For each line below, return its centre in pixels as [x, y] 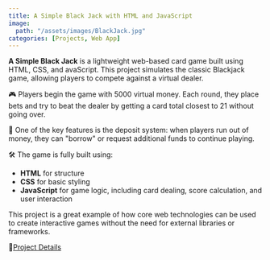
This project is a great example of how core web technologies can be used [132, 215]
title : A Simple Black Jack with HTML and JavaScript [101, 16]
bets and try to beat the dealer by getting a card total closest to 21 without [131, 106]
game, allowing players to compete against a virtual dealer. [106, 78]
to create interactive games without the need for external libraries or [122, 223]
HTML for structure [52, 173]
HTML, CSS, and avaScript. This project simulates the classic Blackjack [127, 70]
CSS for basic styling [55, 182]
